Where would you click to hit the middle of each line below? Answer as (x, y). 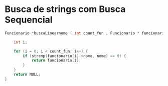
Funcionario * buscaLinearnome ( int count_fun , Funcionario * (72, 33)
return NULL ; (27, 74)
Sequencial (29, 20)
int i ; (21, 42)
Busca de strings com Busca (65, 9)
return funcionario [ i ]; (56, 60)
